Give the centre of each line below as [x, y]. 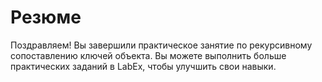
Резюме [46, 17]
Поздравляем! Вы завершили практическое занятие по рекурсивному [161, 45]
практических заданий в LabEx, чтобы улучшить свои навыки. [143, 66]
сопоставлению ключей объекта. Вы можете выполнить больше [148, 55]
